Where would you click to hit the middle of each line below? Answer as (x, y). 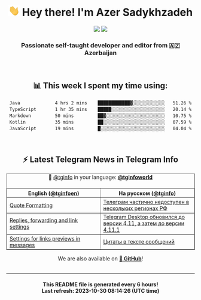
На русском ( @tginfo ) (147, 193)
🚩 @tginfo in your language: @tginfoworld (100, 177)
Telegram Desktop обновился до (144, 217)
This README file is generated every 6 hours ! (100, 284)
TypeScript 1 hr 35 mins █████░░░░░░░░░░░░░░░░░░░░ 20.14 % (100, 110)
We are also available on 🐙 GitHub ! (100, 259)
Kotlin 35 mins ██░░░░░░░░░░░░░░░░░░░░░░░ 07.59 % (100, 122)
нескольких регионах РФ (135, 208)
